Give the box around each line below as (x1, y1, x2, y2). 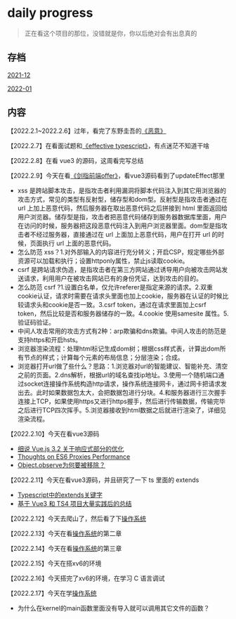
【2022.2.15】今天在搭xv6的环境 (7, 559, 102, 567)
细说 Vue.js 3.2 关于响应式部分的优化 (17, 444, 124, 452)
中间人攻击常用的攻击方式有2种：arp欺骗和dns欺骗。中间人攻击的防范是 (17, 327, 227, 335)
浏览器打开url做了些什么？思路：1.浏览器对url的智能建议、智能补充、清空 (17, 362, 228, 370)
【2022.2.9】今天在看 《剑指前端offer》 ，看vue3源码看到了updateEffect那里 (7, 171, 225, 180)
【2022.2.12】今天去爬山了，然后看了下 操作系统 (7, 514, 147, 523)
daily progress (7, 5, 93, 21)
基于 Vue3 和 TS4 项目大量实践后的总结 (17, 499, 132, 507)
